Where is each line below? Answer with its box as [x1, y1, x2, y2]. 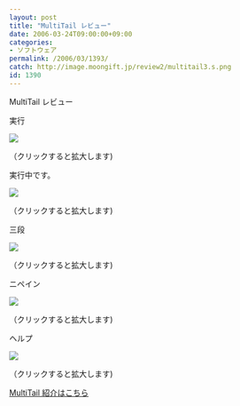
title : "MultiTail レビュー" [9, 21, 112, 30]
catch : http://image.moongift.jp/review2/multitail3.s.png [9, 63, 232, 72]
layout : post [9, 12, 58, 22]
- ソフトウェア [9, 46, 58, 55]
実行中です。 [9, 170, 56, 180]
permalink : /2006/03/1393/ [9, 54, 109, 63]
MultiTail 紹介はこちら [9, 387, 89, 398]
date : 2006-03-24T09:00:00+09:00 [9, 29, 133, 38]
